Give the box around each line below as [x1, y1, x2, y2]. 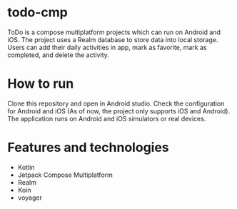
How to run [7, 76, 74, 92]
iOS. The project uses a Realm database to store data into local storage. [7, 35, 218, 44]
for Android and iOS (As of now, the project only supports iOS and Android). [7, 106, 231, 115]
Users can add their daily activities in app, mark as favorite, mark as [7, 43, 207, 51]
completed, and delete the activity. [7, 51, 109, 59]
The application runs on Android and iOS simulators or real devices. [7, 114, 206, 123]
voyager [17, 193, 43, 202]
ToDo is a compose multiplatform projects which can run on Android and [7, 28, 221, 36]
